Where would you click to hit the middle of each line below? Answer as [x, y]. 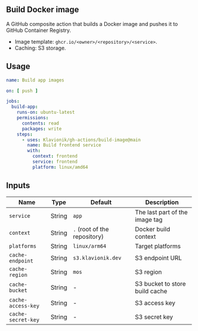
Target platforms [158, 246]
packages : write [42, 129]
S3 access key [155, 303]
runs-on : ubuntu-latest [46, 112]
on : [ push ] [22, 91]
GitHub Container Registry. [39, 30]
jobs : [13, 101]
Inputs [18, 186]
